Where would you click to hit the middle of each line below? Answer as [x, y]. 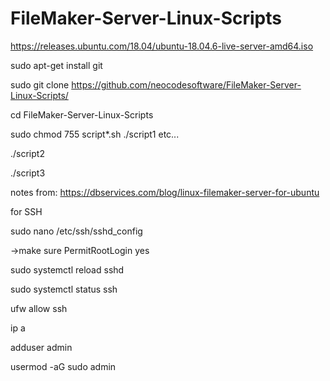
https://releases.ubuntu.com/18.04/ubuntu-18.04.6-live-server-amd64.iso [162, 46]
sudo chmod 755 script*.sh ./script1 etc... [95, 134]
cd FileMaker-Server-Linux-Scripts [82, 114]
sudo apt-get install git [56, 65]
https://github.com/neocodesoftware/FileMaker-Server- [186, 84]
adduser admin [41, 347]
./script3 [28, 173]
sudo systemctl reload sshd [67, 269]
